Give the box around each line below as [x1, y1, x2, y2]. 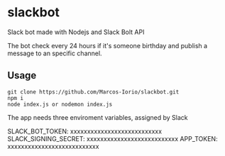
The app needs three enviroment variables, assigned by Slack [7, 113, 188, 121]
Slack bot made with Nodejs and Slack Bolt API [7, 28, 145, 36]
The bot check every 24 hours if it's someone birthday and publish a [7, 41, 208, 50]
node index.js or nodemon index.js [7, 101, 113, 108]
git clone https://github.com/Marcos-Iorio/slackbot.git [7, 88, 180, 96]
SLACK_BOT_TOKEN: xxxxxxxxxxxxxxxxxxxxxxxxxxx [7, 127, 162, 135]
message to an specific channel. [7, 49, 102, 57]
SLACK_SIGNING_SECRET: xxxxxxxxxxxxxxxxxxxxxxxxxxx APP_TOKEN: [7, 134, 218, 143]
